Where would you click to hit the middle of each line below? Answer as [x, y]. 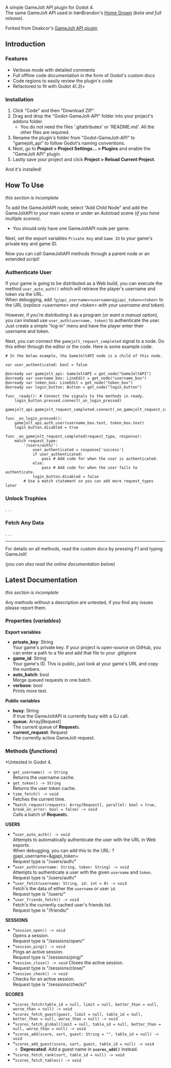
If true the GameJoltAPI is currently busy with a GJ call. [70, 716]
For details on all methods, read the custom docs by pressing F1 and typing [84, 548]
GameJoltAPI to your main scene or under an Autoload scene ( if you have [82, 213]
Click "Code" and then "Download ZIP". [54, 110]
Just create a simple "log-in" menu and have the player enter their [75, 326]
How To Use [25, 185]
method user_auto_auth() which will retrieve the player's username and [80, 289]
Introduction [25, 44]
